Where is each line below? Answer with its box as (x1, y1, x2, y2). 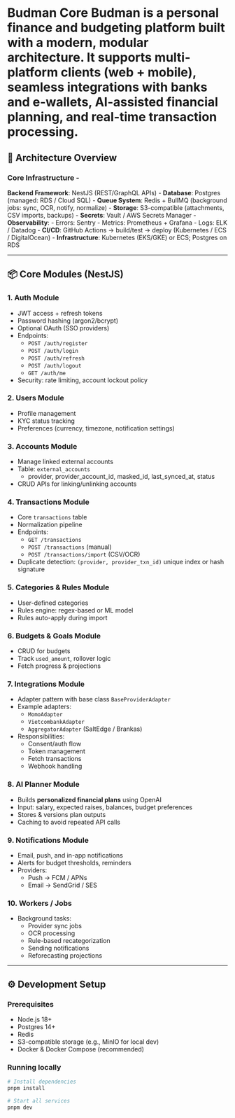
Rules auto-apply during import (17, 613, 108, 622)
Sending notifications (27, 944, 90, 953)
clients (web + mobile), (60, 64, 197, 81)
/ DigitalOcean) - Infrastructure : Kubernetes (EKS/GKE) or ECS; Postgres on (7, 233, 227, 242)
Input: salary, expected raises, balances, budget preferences (17, 803, 193, 811)
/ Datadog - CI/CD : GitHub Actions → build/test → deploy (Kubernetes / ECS (7, 225, 227, 234)
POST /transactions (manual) (27, 543, 112, 551)
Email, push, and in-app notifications (17, 851, 124, 859)
